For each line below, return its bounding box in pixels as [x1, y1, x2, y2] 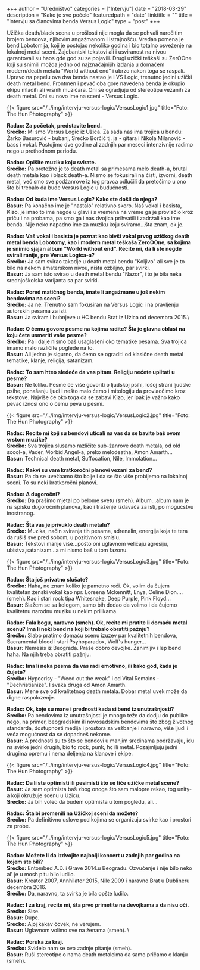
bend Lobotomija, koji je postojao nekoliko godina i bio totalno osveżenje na [7, 42, 192, 49]
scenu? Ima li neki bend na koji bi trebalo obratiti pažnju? [7, 626, 150, 632]
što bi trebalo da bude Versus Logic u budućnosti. [7, 184, 129, 191]
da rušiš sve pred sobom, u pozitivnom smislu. [7, 534, 121, 541]
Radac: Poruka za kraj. [7, 938, 64, 945]
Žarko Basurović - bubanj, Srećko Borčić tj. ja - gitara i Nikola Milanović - [7, 135, 185, 142]
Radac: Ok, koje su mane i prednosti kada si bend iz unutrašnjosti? [7, 705, 174, 713]
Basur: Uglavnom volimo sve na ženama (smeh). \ [7, 927, 130, 934]
